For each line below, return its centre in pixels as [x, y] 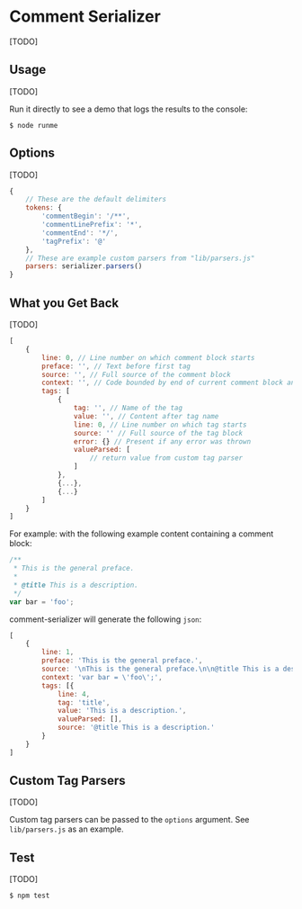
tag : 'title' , [84, 702]
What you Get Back [64, 303]
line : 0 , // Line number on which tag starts [160, 425]
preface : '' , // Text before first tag [116, 366]
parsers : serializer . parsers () [84, 266]
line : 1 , [58, 652]
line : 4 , [74, 694]
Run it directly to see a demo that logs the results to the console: [129, 109]
